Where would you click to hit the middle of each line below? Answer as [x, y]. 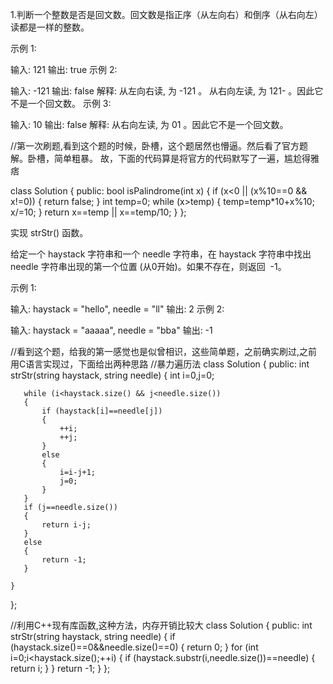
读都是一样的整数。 [50, 27]
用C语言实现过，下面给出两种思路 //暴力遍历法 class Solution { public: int [160, 364]
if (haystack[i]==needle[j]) [102, 411]
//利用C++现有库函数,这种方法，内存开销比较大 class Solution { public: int [161, 625]
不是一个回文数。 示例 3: [61, 103]
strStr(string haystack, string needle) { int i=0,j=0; [112, 375]
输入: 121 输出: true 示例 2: [64, 69]
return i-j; [66, 525]
